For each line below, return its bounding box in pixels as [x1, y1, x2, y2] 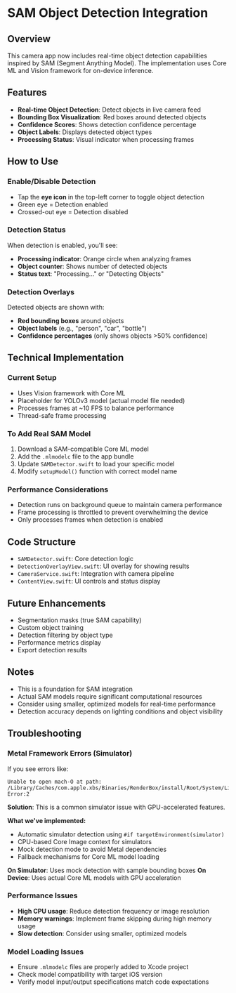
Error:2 [7, 790, 30, 798]
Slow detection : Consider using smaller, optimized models [17, 929, 188, 938]
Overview [7, 33, 51, 45]
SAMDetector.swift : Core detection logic [17, 555, 133, 563]
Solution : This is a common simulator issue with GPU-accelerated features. [7, 803, 225, 811]
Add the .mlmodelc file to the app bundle [17, 452, 134, 461]
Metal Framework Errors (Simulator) [7, 749, 133, 758]
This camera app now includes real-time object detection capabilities [7, 51, 207, 60]
